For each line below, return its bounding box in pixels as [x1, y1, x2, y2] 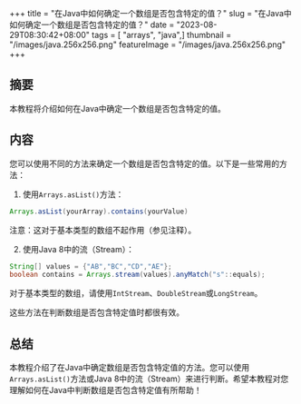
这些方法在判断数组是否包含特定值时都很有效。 [9, 307, 184, 318]
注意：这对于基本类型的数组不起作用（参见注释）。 [9, 224, 197, 235]
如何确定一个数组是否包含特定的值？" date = [9, 19, 175, 30]
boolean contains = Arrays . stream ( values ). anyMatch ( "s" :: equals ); [9, 271, 266, 280]
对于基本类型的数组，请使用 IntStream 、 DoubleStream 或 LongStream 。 [9, 288, 263, 299]
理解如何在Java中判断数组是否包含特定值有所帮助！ [9, 385, 202, 396]
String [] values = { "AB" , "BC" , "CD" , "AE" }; [9, 261, 172, 271]
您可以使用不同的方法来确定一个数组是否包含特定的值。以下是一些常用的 [9, 158, 279, 169]
